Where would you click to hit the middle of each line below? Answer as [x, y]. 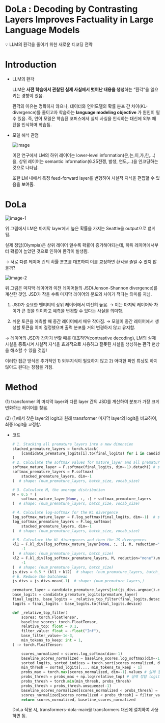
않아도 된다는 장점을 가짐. [29, 367]
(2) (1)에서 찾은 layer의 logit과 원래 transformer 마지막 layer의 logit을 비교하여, [81, 418]
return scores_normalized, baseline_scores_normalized [79, 700]
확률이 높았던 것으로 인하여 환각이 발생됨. [50, 251]
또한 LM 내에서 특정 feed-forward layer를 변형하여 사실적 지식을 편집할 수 [83, 178]
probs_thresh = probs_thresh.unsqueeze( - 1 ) [66, 686]
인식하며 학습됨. [37, 124]
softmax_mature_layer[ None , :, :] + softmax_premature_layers [86, 499]
